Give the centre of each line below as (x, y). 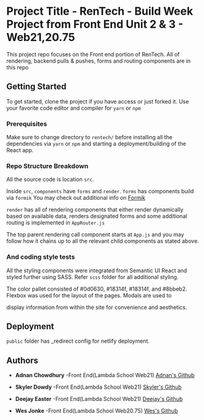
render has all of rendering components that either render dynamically (95, 210)
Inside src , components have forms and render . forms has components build (100, 191)
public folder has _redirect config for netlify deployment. (78, 341)
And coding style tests (41, 257)
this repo (17, 67)
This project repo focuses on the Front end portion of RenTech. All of (93, 54)
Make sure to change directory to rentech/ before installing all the (89, 137)
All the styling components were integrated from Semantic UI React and (97, 270)
